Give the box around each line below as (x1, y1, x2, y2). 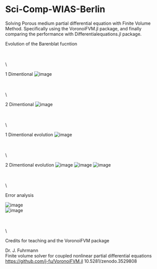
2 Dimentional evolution (5, 162, 54, 168)
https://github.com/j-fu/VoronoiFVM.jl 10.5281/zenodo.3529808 (5, 258, 137, 264)
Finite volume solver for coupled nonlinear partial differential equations (5, 252, 152, 258)
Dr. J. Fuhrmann (5, 247, 39, 253)
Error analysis (5, 192, 34, 198)
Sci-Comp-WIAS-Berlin (5, 4, 106, 15)
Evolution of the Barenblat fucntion (5, 40, 77, 46)
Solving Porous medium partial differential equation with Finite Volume (5, 20, 151, 26)
